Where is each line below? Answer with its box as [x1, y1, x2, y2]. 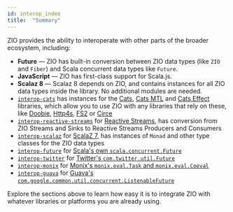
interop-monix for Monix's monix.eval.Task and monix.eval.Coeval [17, 161, 209, 169]
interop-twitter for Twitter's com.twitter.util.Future [17, 153, 176, 162]
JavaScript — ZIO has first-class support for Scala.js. [17, 71, 173, 80]
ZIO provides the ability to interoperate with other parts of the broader [7, 36, 209, 44]
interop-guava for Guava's [17, 169, 94, 177]
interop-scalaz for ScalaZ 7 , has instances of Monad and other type [17, 131, 210, 140]
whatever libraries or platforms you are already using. [7, 197, 162, 205]
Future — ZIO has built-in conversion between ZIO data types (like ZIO [17, 57, 220, 65]
